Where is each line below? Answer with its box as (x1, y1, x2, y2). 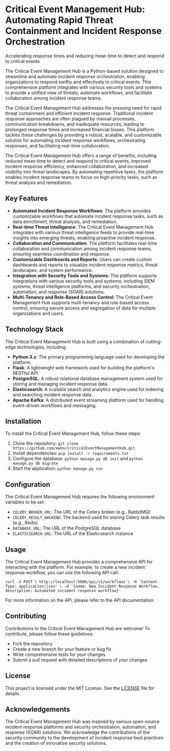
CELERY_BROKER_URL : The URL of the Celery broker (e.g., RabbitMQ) (12, 509, 151, 515)
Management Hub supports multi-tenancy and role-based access (12, 299, 149, 305)
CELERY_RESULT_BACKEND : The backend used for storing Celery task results (12, 514, 165, 520)
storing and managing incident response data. (12, 381, 109, 387)
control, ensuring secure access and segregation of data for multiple (12, 305, 156, 311)
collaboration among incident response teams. (5, 95, 102, 101)
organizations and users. (12, 310, 65, 316)
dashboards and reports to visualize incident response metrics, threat (12, 262, 158, 268)
